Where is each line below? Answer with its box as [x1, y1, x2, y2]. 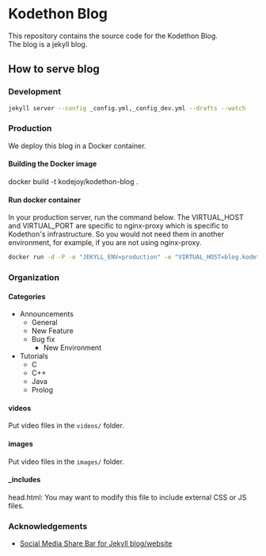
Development [8, 86, 62, 98]
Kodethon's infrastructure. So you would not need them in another [8, 229, 224, 239]
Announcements [19, 309, 74, 319]
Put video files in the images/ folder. [8, 457, 124, 466]
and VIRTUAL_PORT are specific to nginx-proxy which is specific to [8, 221, 229, 231]
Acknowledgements [8, 520, 88, 531]
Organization [8, 272, 59, 282]
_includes [8, 475, 41, 485]
